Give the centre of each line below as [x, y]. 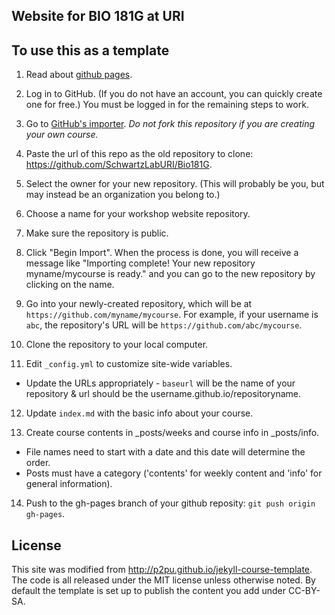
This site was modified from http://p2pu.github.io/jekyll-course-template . [162, 570]
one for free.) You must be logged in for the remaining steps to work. [167, 105]
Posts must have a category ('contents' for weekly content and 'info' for [174, 473]
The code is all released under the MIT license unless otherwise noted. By [163, 580]
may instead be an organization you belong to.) [123, 195]
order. [38, 463]
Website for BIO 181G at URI [98, 16]
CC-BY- [304, 591]
